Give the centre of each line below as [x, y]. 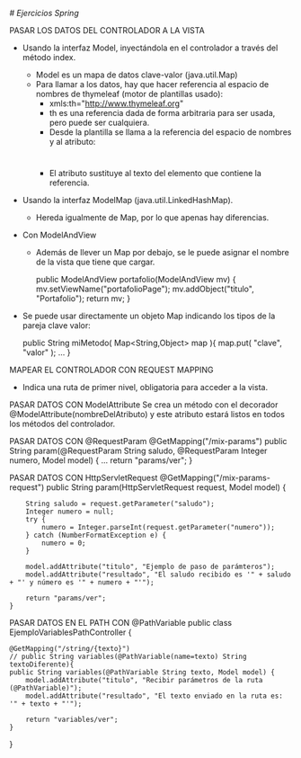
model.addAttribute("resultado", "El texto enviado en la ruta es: [154, 696]
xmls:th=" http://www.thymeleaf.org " [116, 103]
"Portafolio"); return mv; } [83, 299]
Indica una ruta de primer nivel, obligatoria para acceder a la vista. [145, 388]
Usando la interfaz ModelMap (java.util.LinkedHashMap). [128, 201]
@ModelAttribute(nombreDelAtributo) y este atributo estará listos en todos [147, 415]
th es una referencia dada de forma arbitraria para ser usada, [162, 113]
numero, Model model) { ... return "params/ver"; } [101, 460]
